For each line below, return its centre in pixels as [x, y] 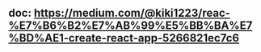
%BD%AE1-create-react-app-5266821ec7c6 [124, 38]
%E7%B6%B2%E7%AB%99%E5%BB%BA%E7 [130, 26]
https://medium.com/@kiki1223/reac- [132, 13]
